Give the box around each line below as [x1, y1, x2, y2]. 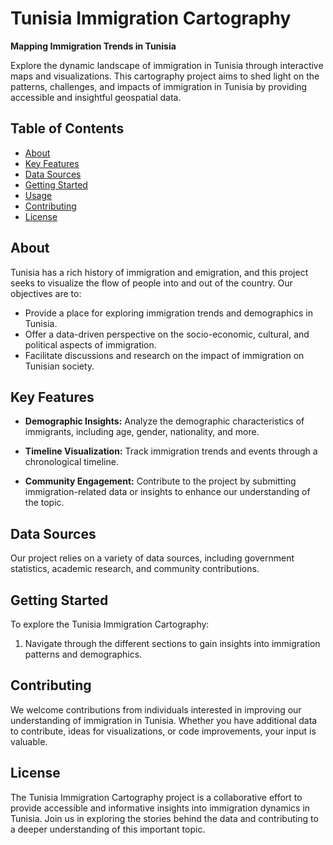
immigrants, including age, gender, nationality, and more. [24, 426, 260, 438]
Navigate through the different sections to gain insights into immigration [24, 638, 321, 649]
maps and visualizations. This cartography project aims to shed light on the [10, 70, 320, 82]
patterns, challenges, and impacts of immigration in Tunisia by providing [10, 80, 308, 92]
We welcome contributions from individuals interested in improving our [10, 703, 302, 716]
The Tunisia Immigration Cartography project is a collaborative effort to [10, 791, 303, 803]
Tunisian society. [24, 360, 95, 372]
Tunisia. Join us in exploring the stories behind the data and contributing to [10, 812, 319, 824]
